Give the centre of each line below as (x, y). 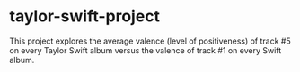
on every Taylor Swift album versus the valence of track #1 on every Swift (146, 50)
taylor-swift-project (84, 16)
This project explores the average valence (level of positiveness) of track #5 (150, 41)
